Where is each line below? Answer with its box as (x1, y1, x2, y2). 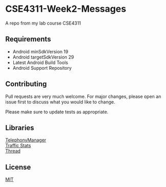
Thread (5, 148, 21, 154)
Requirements (5, 35, 51, 44)
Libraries (5, 123, 34, 132)
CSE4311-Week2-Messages (5, 3, 127, 15)
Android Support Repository (12, 65, 72, 71)
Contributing (5, 80, 47, 89)
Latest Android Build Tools (12, 59, 68, 66)
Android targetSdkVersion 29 (12, 54, 74, 60)
